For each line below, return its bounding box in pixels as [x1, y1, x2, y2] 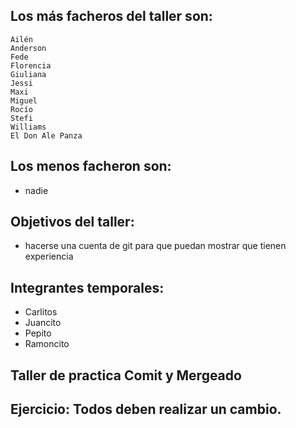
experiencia [24, 250, 74, 263]
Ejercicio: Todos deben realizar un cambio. [10, 401, 282, 418]
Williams [10, 122, 47, 132]
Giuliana [10, 69, 47, 79]
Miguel [10, 95, 38, 106]
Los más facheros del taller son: [10, 8, 213, 25]
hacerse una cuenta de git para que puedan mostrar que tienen [24, 240, 287, 252]
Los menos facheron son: [10, 158, 172, 175]
